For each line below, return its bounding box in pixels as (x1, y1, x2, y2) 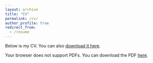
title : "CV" (5, 12, 29, 16)
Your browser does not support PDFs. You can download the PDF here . (5, 52, 148, 58)
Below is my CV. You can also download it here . (5, 43, 101, 48)
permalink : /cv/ (5, 16, 38, 21)
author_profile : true (5, 20, 49, 26)
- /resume (9, 30, 29, 34)
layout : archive (5, 7, 38, 12)
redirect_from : (5, 25, 36, 30)
